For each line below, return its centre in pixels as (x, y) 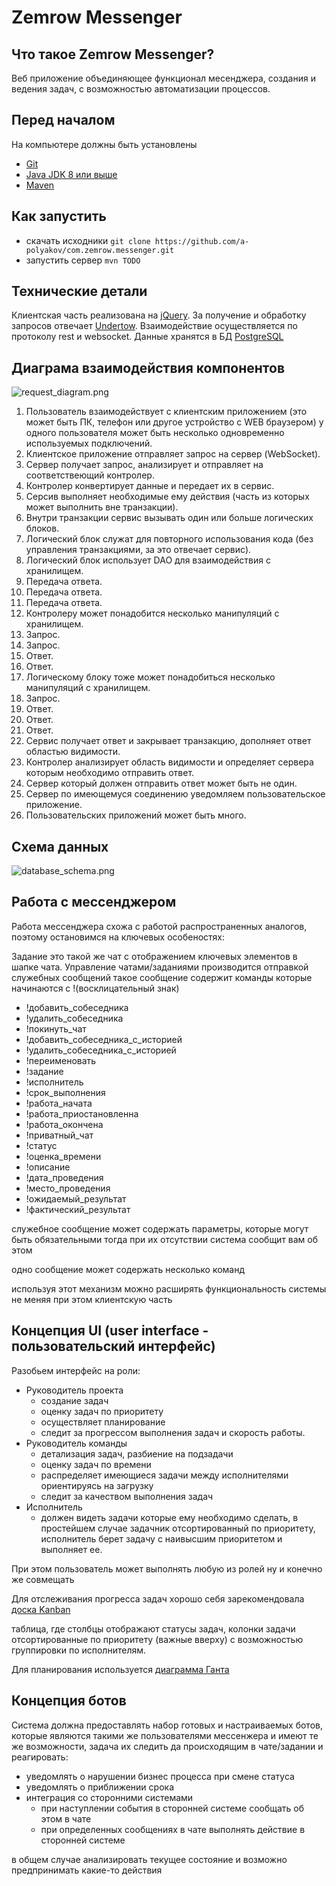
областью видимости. (73, 752)
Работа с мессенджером (94, 902)
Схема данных (60, 846)
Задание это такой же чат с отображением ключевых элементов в (154, 956)
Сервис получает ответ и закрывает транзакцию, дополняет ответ (168, 741)
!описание (48, 1167)
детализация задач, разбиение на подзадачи (137, 1453)
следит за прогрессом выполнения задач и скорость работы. (173, 1432)
